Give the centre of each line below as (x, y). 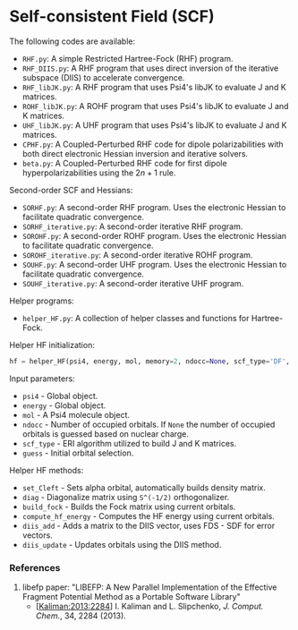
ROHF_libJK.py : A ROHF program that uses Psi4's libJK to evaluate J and (155, 106)
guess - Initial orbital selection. (78, 453)
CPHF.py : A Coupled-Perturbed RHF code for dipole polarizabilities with (153, 144)
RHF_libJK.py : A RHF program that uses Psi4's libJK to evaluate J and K (154, 87)
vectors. (38, 535)
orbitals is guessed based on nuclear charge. (106, 434)
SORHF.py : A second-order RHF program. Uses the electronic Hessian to (154, 207)
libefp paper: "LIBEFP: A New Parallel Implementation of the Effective (149, 587)
